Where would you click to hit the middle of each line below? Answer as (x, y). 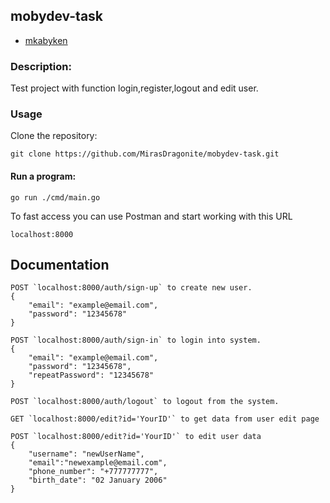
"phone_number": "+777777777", (93, 472)
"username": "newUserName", (86, 454)
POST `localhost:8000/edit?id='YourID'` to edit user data (136, 437)
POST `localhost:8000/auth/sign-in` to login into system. (136, 340)
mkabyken (46, 40)
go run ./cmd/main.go (55, 197)
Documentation (60, 265)
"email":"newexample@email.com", (98, 463)
